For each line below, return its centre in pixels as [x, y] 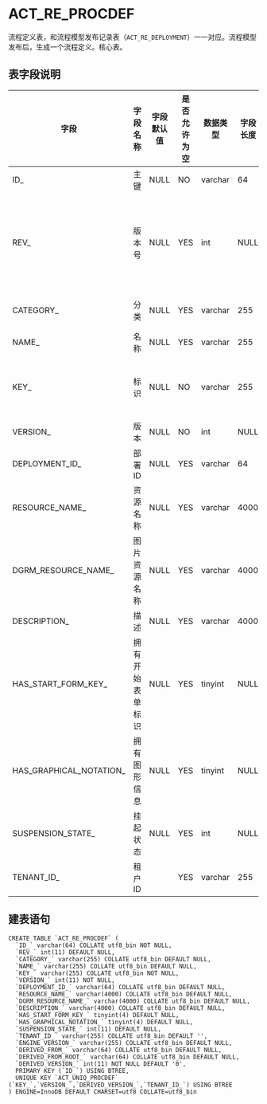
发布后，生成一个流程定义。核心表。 [68, 47]
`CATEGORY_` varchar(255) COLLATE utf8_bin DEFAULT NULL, [114, 959]
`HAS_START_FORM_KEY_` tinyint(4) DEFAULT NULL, [97, 1015]
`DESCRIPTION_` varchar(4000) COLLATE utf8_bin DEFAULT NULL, [120, 1008]
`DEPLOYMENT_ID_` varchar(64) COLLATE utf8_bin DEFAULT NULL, [120, 987]
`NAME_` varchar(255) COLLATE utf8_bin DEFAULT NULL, [106, 966]
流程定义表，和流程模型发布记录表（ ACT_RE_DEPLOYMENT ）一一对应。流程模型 [132, 37]
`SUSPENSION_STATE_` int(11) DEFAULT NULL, [88, 1029]
